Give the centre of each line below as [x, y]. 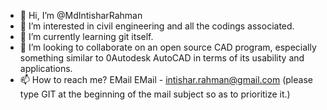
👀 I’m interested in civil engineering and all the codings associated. [157, 26]
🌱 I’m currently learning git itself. [86, 36]
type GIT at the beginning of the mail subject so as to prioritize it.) [155, 94]
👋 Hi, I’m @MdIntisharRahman [81, 15]
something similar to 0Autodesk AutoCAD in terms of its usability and [162, 58]
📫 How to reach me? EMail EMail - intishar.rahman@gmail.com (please [166, 79]
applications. [46, 68]
